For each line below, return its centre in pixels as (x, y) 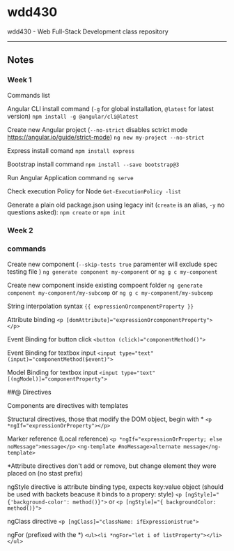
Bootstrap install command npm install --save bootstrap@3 (93, 164)
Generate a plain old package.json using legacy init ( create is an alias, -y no (116, 205)
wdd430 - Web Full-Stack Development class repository (88, 31)
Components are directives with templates (68, 405)
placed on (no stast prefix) (45, 473)
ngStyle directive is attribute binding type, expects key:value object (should (116, 487)
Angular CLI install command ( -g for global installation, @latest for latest (111, 108)
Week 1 (20, 80)
